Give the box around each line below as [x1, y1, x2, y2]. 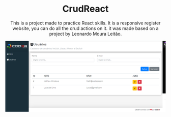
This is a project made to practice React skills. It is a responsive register [10, 20, 161, 26]
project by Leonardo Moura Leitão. [49, 31, 122, 37]
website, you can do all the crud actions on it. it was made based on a [12, 25, 159, 31]
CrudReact [62, 3, 109, 15]
